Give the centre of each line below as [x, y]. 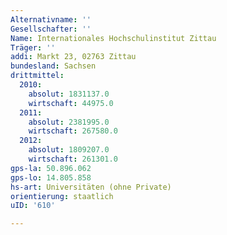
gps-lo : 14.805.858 [51, 177]
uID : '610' [33, 206]
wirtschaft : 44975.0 [71, 103]
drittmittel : [37, 76]
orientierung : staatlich [62, 196]
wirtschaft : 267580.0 [73, 131]
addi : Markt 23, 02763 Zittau [73, 57]
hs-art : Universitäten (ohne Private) [91, 187]
